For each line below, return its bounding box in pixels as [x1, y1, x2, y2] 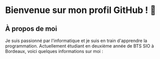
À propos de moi [5, 24, 57, 33]
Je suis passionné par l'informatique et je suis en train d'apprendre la [5, 37, 148, 43]
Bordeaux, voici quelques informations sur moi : [5, 48, 103, 54]
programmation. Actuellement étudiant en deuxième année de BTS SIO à [5, 43, 155, 49]
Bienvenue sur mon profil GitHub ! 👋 [5, 4, 156, 16]
